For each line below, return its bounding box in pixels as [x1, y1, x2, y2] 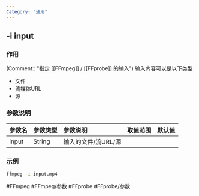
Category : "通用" [6, 8, 48, 15]
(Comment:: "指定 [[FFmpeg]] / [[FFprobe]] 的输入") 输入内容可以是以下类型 [6, 65, 193, 72]
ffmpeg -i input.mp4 [6, 171, 58, 177]
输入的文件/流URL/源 [63, 137, 122, 146]
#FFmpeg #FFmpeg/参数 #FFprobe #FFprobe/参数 [6, 182, 131, 189]
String [33, 137, 50, 146]
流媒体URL [14, 85, 42, 92]
